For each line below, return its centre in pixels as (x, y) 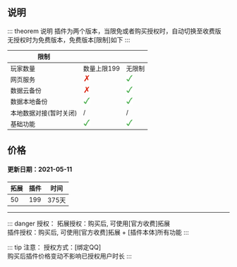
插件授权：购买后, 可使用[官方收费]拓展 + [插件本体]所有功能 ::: (98, 232)
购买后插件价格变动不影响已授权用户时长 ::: (70, 256)
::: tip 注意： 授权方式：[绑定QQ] (54, 247)
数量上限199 (102, 68)
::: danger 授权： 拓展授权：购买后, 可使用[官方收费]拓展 (89, 223)
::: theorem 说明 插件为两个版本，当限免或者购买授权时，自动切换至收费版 (114, 31)
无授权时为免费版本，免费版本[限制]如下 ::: (69, 39)
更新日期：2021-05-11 (40, 169)
